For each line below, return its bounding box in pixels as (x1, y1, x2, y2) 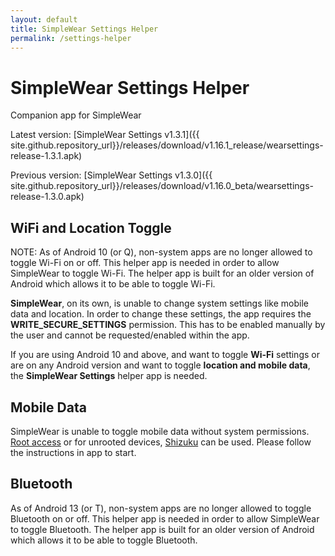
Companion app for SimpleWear (10, 109, 142, 121)
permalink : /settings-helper (10, 33, 132, 43)
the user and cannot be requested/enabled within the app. (10, 329, 250, 341)
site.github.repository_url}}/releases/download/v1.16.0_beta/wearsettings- (10, 180, 315, 192)
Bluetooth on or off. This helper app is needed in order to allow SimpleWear (10, 512, 320, 525)
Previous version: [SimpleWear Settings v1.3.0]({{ (10, 169, 213, 181)
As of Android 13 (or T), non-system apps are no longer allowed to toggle (10, 502, 312, 514)
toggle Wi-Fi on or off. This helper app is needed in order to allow (10, 257, 280, 269)
